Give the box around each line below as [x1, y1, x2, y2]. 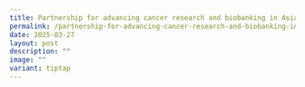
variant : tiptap [9, 64, 71, 73]
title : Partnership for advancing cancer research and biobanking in [9, 13, 279, 23]
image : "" [9, 55, 47, 64]
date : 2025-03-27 [9, 30, 75, 39]
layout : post [9, 38, 59, 48]
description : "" [9, 47, 71, 56]
